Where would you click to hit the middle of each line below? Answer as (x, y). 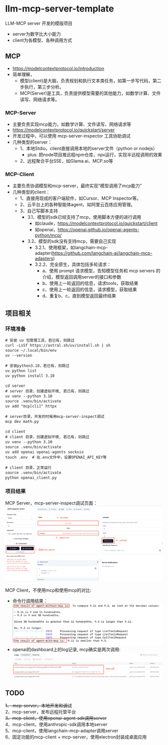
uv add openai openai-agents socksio (44, 452)
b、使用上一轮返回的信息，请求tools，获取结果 (90, 283)
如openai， (46, 230)
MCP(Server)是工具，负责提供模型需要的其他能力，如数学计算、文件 (90, 93)
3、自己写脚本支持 (39, 211)
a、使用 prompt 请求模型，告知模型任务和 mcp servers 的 (101, 271)
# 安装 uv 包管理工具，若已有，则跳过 (40, 341)
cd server (15, 386)
